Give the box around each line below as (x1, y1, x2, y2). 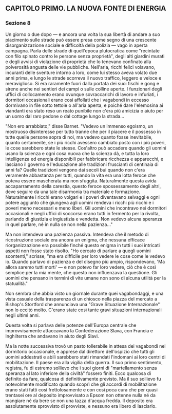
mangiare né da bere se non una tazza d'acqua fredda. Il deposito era (5, 398, 153, 404)
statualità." (5, 280, 28, 287)
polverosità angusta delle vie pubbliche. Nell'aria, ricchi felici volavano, (5, 64, 156, 70)
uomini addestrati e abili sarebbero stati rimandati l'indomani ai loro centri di (5, 354, 166, 360)
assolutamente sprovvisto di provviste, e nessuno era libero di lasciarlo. (5, 403, 157, 409)
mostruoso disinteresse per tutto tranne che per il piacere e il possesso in (5, 128, 161, 135)
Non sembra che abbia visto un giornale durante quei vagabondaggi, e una (5, 290, 164, 296)
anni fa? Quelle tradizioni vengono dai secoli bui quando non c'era (5, 166, 145, 173)
